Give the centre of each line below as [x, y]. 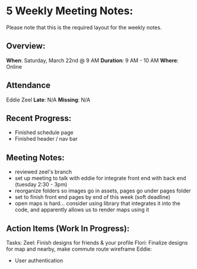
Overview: [26, 46]
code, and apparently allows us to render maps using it [82, 210]
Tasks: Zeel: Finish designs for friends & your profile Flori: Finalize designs [97, 243]
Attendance [28, 85]
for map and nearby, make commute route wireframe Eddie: [79, 249]
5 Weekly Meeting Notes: [70, 11]
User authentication [39, 260]
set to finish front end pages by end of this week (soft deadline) [93, 197]
